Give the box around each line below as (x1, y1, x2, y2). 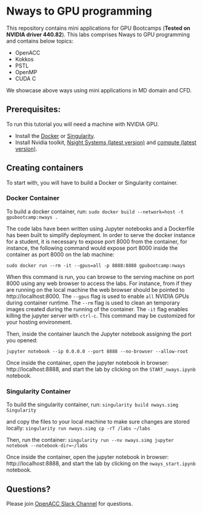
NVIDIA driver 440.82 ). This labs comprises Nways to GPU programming (6, 30, 190, 38)
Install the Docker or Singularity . (15, 132, 95, 139)
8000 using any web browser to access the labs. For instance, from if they (6, 280, 192, 287)
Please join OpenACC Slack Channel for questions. (6, 500, 133, 507)
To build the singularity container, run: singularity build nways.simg (6, 401, 179, 408)
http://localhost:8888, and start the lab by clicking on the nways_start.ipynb (6, 460, 196, 467)
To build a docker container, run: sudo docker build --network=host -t (6, 208, 184, 215)
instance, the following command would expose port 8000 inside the (6, 244, 178, 252)
